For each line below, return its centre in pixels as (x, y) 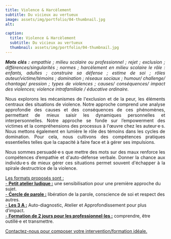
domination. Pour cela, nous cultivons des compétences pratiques (85, 137)
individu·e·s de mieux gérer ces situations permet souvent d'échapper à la (85, 163)
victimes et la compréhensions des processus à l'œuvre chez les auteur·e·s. (85, 126)
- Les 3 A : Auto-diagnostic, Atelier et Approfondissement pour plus (76, 205)
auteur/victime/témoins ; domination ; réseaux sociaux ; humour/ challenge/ (85, 78)
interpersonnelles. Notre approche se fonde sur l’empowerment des (85, 121)
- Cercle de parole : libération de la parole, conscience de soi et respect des (85, 194)
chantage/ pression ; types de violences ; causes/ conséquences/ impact (85, 83)
